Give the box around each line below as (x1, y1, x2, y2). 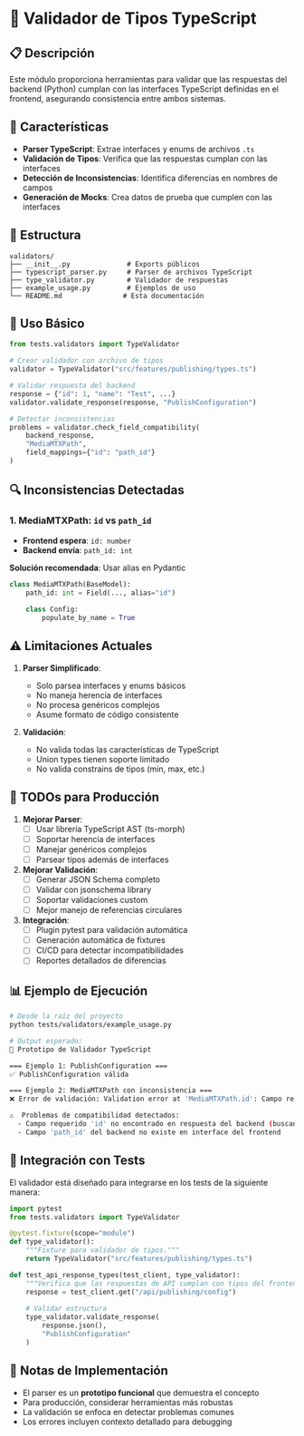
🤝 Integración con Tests (9, 1153, 146, 1169)
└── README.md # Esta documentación (9, 291, 204, 300)
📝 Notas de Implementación (9, 1363, 169, 1379)
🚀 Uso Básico (9, 316, 85, 332)
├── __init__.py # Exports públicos (9, 259, 201, 268)
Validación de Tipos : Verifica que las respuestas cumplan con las (22, 153, 269, 164)
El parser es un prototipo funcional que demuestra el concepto (22, 1387, 260, 1398)
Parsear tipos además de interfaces (35, 854, 169, 865)
